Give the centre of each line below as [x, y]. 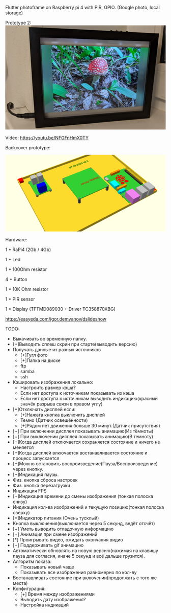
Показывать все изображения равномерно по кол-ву [78, 572]
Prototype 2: [18, 23]
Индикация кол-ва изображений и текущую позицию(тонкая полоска [88, 507]
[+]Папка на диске [40, 360]
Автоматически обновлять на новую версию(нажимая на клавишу [85, 550]
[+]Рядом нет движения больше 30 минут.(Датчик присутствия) [90, 425]
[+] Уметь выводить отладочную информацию [63, 529]
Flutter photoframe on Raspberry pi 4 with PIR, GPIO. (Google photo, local [83, 7]
